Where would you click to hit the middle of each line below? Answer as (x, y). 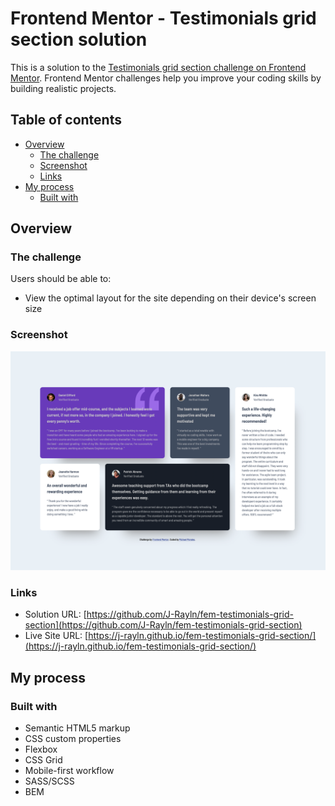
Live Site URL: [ (56, 636)
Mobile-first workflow (69, 771)
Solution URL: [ (55, 614)
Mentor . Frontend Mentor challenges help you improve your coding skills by (166, 78)
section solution (79, 39)
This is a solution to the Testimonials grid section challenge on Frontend (158, 67)
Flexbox (41, 749)
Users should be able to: (61, 279)
